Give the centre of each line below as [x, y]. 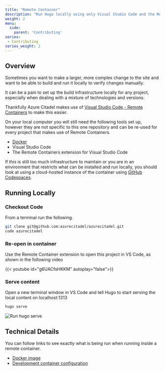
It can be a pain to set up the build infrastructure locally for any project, [77, 93]
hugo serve [16, 307]
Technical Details [32, 331]
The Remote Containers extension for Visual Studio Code [70, 152]
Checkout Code [24, 207]
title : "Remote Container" [33, 10]
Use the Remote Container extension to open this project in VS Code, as [78, 254]
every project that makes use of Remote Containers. [58, 132]
